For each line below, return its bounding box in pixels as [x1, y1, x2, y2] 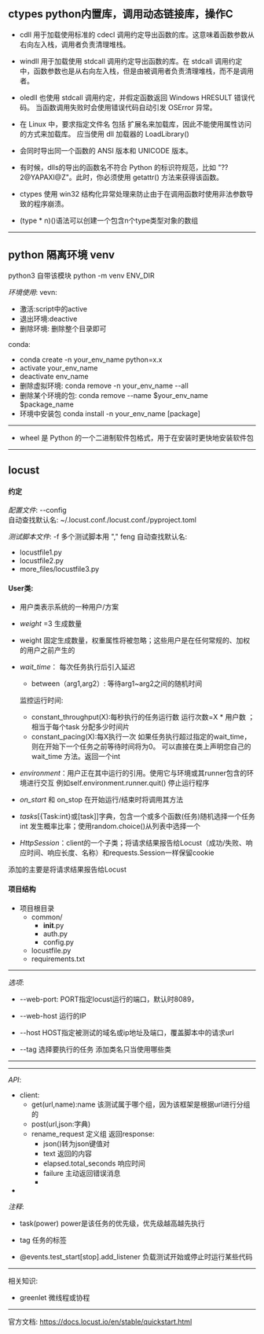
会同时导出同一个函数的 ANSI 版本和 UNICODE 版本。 [19, 146, 192, 155]
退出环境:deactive [19, 314, 78, 323]
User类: [8, 583, 34, 592]
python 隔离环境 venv [8, 249, 115, 262]
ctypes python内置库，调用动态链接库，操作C [8, 7, 233, 21]
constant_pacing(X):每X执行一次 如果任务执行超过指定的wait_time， [31, 732, 251, 742]
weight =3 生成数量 [19, 619, 82, 628]
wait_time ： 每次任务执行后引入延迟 [19, 662, 136, 672]
